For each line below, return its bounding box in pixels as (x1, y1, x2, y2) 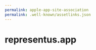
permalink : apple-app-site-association (5, 7, 89, 13)
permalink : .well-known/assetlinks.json (5, 12, 91, 17)
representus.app (5, 34, 77, 45)
